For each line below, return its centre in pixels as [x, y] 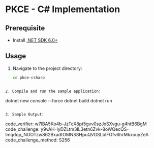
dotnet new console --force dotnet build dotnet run [59, 100]
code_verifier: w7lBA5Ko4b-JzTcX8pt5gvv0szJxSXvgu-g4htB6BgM [76, 124]
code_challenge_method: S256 [38, 140]
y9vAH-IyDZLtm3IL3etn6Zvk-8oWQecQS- [85, 129]
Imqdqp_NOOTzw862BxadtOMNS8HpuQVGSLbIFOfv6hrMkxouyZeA [77, 134]
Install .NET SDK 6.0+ [35, 40]
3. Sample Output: [25, 114]
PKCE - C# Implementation [63, 9]
